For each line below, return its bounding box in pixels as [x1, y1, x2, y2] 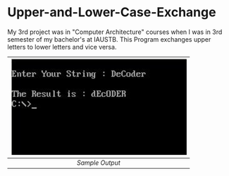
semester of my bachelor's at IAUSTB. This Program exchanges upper [7, 35, 211, 43]
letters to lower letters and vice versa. [7, 42, 117, 51]
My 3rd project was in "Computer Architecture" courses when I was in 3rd [7, 28, 223, 36]
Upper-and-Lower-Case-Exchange [7, 4, 216, 20]
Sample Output [76, 158, 121, 167]
